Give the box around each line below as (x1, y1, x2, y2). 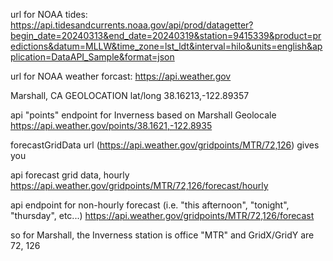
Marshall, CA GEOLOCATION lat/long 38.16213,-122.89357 (10, 90, 250, 101)
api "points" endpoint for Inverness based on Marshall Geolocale (10, 109, 277, 121)
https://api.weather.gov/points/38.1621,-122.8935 (10, 120, 213, 131)
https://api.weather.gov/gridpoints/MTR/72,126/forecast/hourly (10, 180, 269, 191)
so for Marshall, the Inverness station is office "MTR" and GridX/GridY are (10, 229, 315, 241)
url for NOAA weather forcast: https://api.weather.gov (10, 70, 232, 82)
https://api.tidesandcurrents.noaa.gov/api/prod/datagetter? (10, 19, 254, 31)
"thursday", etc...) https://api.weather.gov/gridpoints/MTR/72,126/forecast (10, 210, 315, 221)
